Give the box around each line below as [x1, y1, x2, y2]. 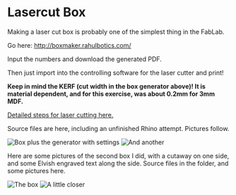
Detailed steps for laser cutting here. [7, 111, 114, 119]
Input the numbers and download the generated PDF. [7, 54, 163, 63]
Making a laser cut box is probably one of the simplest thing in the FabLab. [7, 27, 225, 36]
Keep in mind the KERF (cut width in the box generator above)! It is [7, 82, 206, 90]
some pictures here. [7, 166, 66, 175]
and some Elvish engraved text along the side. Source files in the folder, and [7, 159, 229, 168]
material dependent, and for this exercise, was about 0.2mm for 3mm [7, 89, 216, 98]
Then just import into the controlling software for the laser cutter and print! [7, 68, 224, 77]
